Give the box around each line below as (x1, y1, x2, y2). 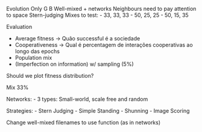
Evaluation (6, 24, 33, 30)
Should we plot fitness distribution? (6, 72, 94, 79)
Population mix (14, 54, 52, 61)
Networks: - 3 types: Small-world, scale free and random (6, 96, 148, 102)
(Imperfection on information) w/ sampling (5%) (14, 60, 134, 68)
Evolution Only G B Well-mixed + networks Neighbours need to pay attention (6, 5, 197, 12)
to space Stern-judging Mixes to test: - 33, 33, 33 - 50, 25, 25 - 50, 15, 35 (6, 11, 189, 19)
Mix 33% (6, 84, 29, 91)
